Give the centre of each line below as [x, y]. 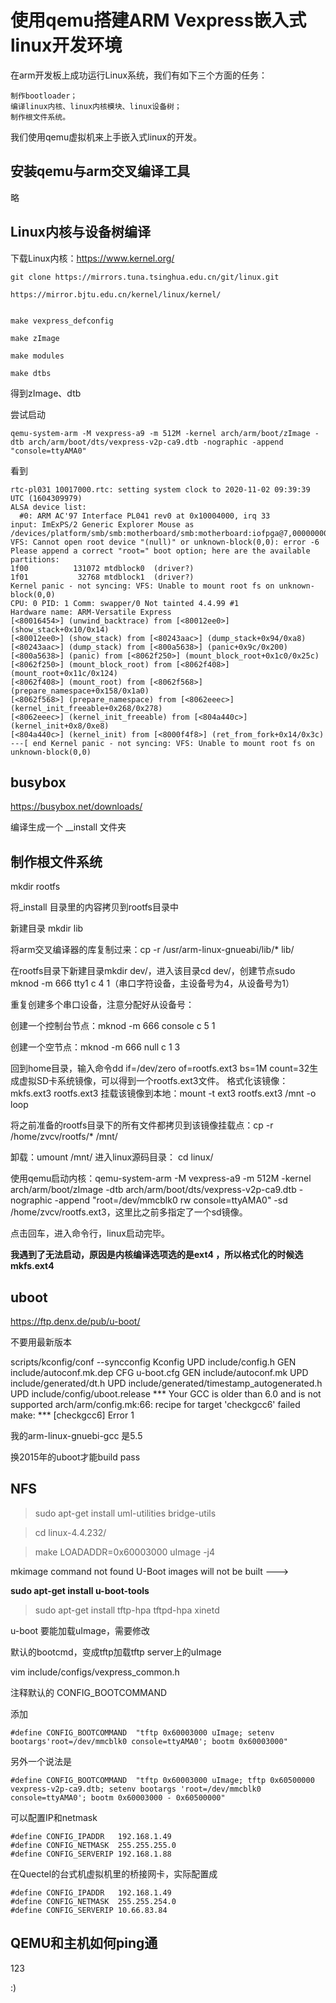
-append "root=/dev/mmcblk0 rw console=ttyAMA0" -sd [171, 1200]
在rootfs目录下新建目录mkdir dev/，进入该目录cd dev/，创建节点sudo [153, 971]
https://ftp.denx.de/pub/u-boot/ [75, 1321]
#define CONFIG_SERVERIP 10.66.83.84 [89, 1910]
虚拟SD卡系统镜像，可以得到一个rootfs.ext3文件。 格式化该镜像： [153, 1081]
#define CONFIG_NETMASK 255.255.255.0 [93, 1845]
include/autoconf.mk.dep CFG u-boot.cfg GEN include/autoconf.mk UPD [159, 1372]
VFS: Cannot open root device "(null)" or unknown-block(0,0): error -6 [165, 542]
